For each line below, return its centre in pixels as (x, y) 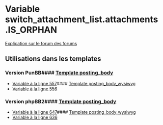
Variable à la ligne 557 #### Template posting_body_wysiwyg (74, 83)
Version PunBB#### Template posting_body (59, 73)
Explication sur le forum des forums (41, 43)
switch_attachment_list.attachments (81, 19)
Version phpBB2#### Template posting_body (61, 101)
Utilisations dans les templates (53, 59)
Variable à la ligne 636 (35, 117)
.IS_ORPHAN (31, 30)
